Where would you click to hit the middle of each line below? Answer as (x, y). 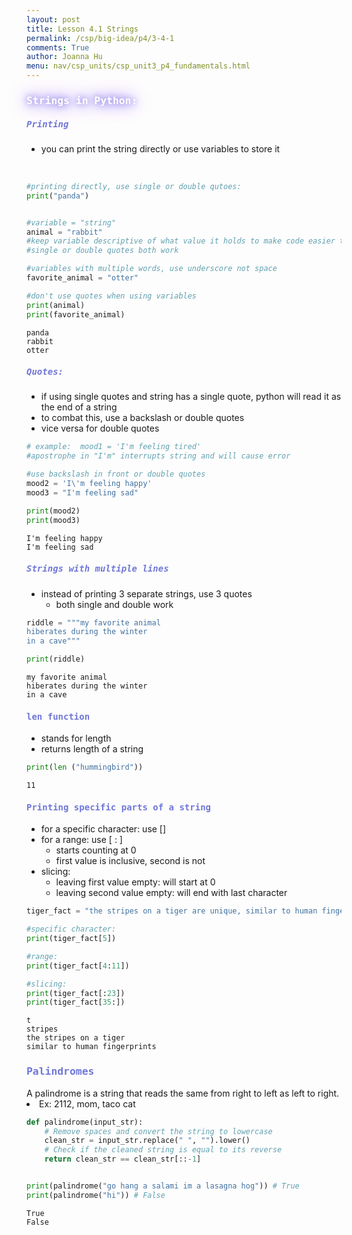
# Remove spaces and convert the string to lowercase (158, 1131)
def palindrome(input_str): (85, 1122)
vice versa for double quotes (100, 428)
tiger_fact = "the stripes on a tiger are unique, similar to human (172, 911)
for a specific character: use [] (103, 829)
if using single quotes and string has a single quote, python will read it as (191, 397)
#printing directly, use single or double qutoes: (134, 186)
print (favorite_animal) (76, 314)
